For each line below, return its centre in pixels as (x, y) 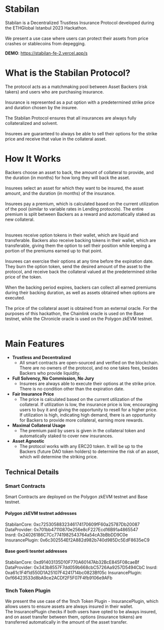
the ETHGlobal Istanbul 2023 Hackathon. (46, 28)
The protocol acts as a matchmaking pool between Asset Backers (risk (76, 87)
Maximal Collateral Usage (39, 425)
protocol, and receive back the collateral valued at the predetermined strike (81, 271)
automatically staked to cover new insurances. (66, 436)
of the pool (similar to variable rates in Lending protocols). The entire (74, 209)
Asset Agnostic (28, 441)
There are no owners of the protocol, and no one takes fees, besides (89, 368)
